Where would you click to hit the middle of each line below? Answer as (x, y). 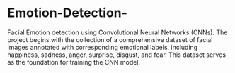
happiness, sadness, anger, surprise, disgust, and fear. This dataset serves (117, 55)
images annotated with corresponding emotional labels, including (103, 47)
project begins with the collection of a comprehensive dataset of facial (110, 39)
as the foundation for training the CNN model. (74, 62)
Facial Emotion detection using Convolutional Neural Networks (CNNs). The (117, 32)
